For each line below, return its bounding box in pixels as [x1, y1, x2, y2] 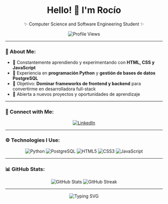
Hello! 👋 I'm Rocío [46, 4, 121, 16]
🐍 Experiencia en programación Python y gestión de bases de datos [12, 70, 156, 76]
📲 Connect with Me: [5, 108, 54, 115]
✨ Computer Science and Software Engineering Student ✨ [24, 21, 144, 27]
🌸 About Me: [5, 48, 36, 55]
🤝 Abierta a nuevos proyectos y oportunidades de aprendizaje [12, 91, 140, 97]
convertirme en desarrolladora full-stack [12, 86, 96, 92]
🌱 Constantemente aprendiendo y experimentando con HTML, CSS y [12, 59, 155, 65]
